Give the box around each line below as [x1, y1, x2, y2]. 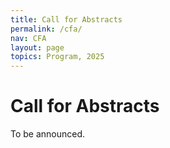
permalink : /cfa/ [10, 24, 83, 34]
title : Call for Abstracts [10, 14, 123, 25]
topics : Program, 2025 [10, 52, 105, 62]
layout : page [10, 42, 65, 53]
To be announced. [10, 128, 86, 140]
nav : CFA [10, 33, 47, 43]
